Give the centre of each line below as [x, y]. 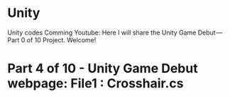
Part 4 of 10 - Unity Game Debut [103, 69]
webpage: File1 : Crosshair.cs [95, 84]
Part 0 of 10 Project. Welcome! [52, 39]
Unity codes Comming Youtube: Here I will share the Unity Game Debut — [115, 32]
